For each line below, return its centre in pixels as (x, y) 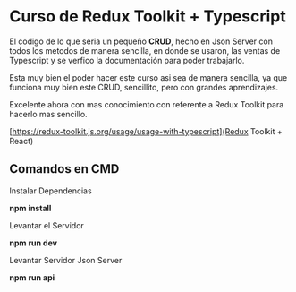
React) (21, 141)
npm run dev (34, 243)
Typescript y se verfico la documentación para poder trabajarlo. (127, 60)
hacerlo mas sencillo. (48, 114)
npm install (30, 208)
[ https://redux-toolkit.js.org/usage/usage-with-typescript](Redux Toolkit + (146, 131)
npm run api (32, 277)
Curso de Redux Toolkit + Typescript (148, 17)
